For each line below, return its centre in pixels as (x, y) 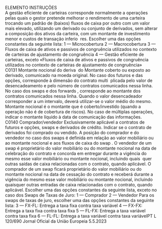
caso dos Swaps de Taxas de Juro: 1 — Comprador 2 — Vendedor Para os (80, 195)
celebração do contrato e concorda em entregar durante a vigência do (76, 153)
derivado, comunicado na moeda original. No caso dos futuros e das (74, 75)
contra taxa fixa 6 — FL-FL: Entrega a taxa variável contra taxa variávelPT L (81, 216)
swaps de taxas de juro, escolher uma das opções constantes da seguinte (80, 200)
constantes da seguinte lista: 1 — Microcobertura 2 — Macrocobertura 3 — (81, 44)
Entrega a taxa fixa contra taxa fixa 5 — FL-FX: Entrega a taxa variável (75, 211)
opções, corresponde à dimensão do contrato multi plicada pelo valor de (79, 80)
